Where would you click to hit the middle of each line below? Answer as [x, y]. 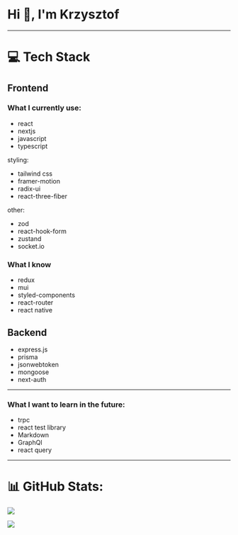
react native [35, 310]
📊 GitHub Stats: [56, 486]
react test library [41, 427]
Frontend [28, 88]
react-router [35, 303]
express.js [33, 349]
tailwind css [35, 174]
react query [34, 450]
